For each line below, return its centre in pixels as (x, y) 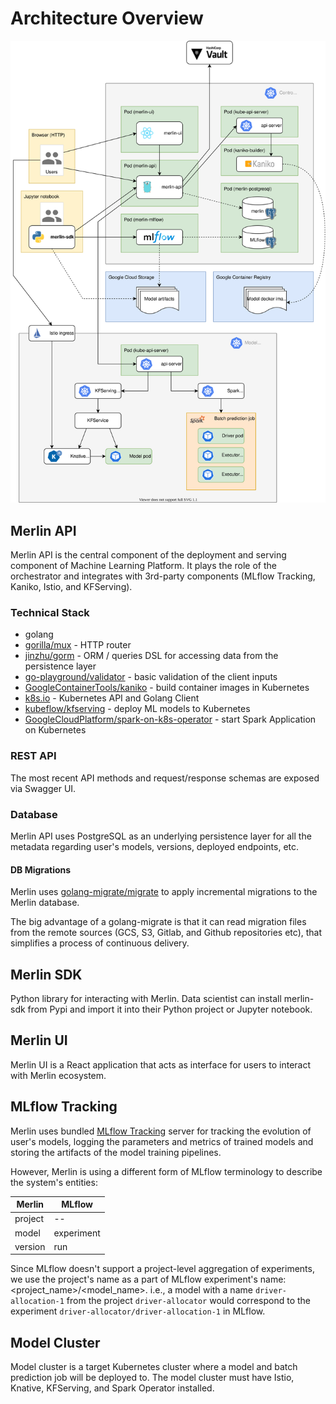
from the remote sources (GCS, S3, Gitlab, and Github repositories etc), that (166, 933)
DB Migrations (41, 869)
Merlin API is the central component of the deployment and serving (148, 555)
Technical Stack (50, 613)
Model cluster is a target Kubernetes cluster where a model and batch (154, 1367)
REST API (33, 756)
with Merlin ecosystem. (58, 1075)
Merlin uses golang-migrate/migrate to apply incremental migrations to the (164, 892)
